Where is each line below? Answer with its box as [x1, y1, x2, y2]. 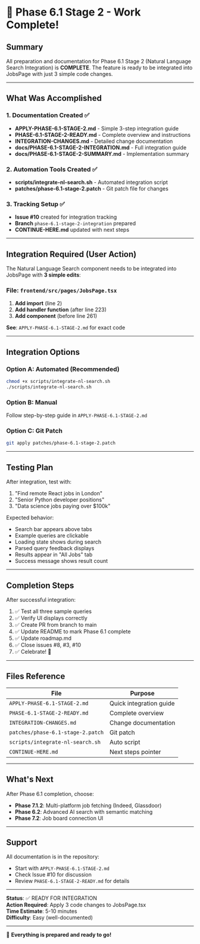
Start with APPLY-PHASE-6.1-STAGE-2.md [14, 865, 110, 872]
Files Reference [6, 672, 65, 682]
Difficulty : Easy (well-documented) [6, 914, 93, 921]
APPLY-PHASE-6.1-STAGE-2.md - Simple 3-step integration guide [14, 125, 179, 132]
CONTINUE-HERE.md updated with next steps [14, 226, 130, 234]
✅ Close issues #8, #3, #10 [14, 641, 82, 648]
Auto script [109, 738, 140, 746]
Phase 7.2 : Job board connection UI [14, 814, 104, 822]
